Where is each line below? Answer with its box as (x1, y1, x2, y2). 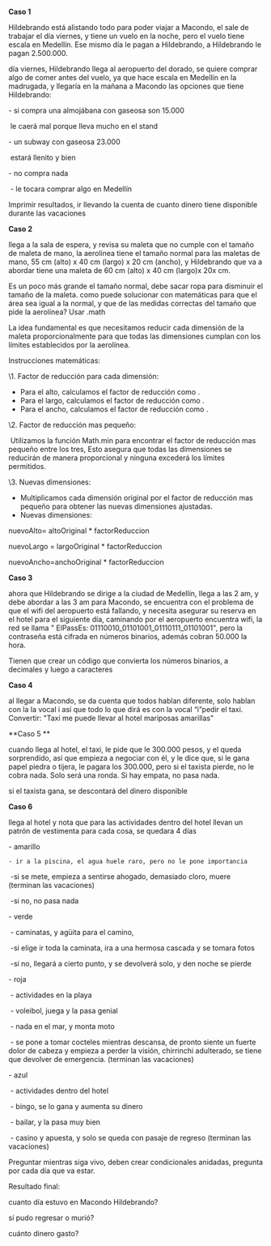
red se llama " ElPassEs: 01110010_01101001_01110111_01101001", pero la (8, 623, 243, 633)
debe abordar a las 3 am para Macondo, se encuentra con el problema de (8, 597, 254, 607)
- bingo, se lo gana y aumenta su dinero (10, 1102, 143, 1111)
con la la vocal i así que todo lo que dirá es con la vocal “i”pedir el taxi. (8, 705, 243, 714)
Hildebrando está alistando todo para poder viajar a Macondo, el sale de (8, 23, 249, 32)
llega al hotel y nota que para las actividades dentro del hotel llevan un (8, 817, 243, 827)
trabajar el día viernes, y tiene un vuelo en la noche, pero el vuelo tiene (8, 32, 245, 41)
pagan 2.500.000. (8, 49, 69, 58)
